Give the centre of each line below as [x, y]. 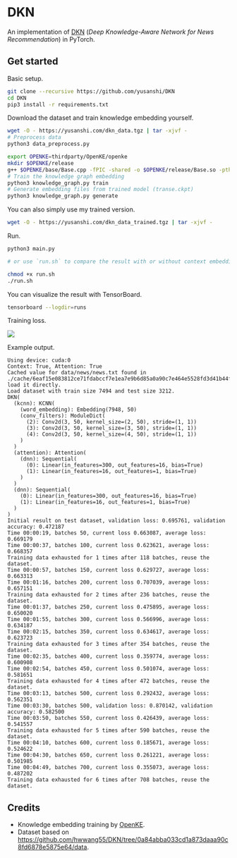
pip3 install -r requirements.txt [58, 104]
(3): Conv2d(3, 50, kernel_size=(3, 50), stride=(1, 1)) [111, 428]
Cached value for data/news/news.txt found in [77, 373]
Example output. [31, 348]
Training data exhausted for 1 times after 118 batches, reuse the [109, 558]
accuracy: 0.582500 [36, 712]
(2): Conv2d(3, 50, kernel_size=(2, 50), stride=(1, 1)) [111, 422]
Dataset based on [43, 832]
